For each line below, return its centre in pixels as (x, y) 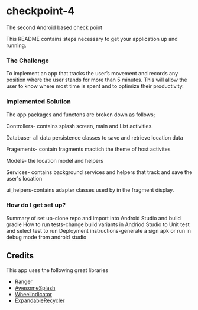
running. (16, 45)
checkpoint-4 (40, 11)
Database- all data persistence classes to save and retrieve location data (95, 137)
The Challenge (27, 61)
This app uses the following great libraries (57, 270)
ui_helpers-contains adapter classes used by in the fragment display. (90, 190)
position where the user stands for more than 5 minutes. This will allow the (97, 80)
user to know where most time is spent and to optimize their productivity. (95, 86)
